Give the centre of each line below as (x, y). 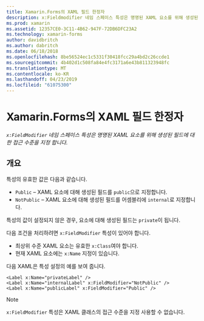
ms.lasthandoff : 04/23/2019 (42, 79)
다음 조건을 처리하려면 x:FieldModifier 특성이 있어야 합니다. (78, 233)
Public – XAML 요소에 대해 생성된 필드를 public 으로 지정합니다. (91, 192)
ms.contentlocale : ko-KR (38, 74)
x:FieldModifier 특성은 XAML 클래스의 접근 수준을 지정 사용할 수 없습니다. (96, 312)
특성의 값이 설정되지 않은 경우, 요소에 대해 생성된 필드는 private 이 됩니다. (93, 220)
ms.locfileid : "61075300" (39, 85)
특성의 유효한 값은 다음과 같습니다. (47, 179)
